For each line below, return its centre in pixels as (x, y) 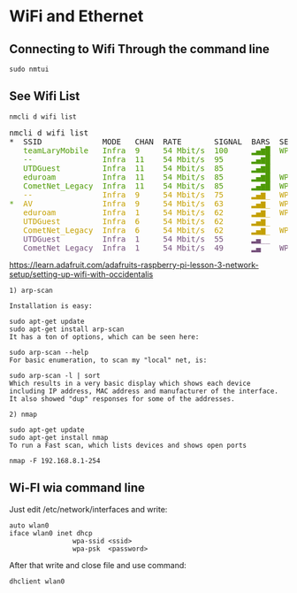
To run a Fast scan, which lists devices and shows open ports (128, 445)
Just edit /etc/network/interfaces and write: (88, 509)
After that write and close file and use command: (98, 565)
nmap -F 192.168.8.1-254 (55, 461)
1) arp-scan (31, 290)
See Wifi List (45, 96)
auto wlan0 (29, 525)
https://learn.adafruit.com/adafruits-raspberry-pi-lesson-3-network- (134, 265)
